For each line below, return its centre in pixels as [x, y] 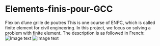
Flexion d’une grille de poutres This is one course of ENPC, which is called [80, 23]
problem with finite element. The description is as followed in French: [75, 33]
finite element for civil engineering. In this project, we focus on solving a [78, 27]
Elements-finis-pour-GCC [59, 9]
